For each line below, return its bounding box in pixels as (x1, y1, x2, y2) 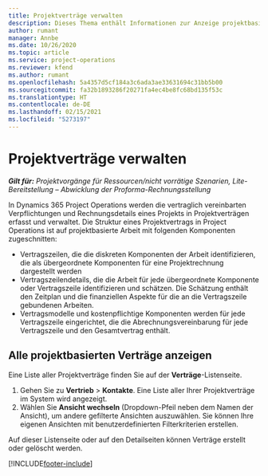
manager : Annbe (8, 33, 59, 42)
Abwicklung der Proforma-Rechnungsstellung (60, 184, 211, 194)
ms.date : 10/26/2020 (8, 41, 77, 49)
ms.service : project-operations (8, 57, 116, 65)
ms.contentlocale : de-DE (8, 100, 91, 108)
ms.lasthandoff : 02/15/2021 (8, 108, 102, 116)
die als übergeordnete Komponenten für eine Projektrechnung (19, 258, 224, 267)
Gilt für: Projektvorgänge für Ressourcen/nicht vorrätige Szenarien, (8, 176, 231, 186)
